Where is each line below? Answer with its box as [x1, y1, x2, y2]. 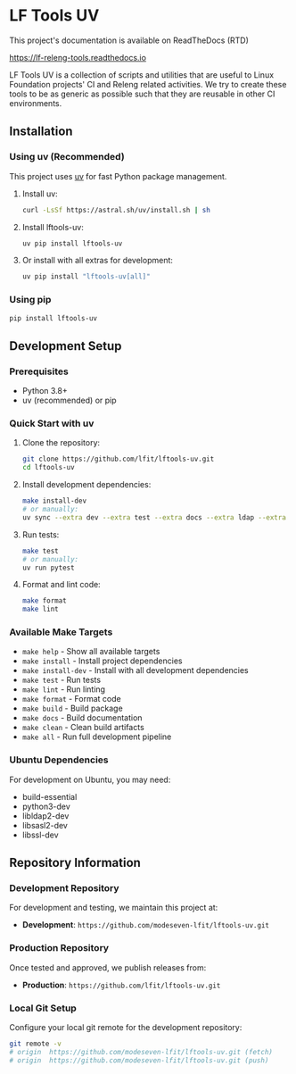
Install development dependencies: [21, 479, 152, 490]
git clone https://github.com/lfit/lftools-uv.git [21, 454, 215, 464]
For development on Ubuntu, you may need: [9, 774, 171, 785]
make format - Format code [21, 694, 122, 704]
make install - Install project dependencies [21, 655, 183, 666]
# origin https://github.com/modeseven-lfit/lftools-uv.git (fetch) [9, 1047, 274, 1056]
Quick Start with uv [9, 417, 95, 429]
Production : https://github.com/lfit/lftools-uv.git [21, 979, 221, 990]
